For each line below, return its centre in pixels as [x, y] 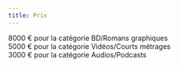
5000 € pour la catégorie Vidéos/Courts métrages [89, 46]
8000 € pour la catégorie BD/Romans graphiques [88, 38]
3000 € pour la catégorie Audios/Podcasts [78, 54]
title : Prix [28, 15]
